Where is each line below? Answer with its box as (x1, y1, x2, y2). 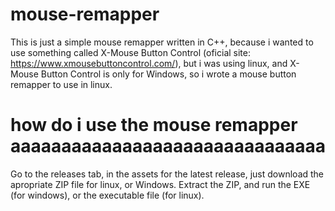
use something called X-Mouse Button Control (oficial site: (10, 46, 252, 58)
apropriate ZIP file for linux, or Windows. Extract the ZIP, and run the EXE (10, 178, 311, 190)
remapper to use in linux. (10, 78, 113, 90)
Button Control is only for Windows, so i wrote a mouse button (40, 68, 297, 80)
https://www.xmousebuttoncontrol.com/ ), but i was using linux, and (10, 57, 288, 69)
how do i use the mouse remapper (10, 114, 298, 137)
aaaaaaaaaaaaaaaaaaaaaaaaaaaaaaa (10, 135, 326, 158)
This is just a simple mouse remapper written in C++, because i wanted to (10, 36, 314, 48)
